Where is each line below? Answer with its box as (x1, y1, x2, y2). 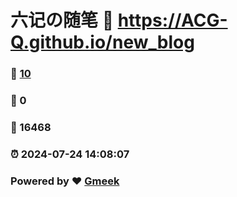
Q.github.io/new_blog (10, 31, 195, 54)
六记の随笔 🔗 (10, 9, 115, 32)
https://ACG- (117, 9, 228, 32)
